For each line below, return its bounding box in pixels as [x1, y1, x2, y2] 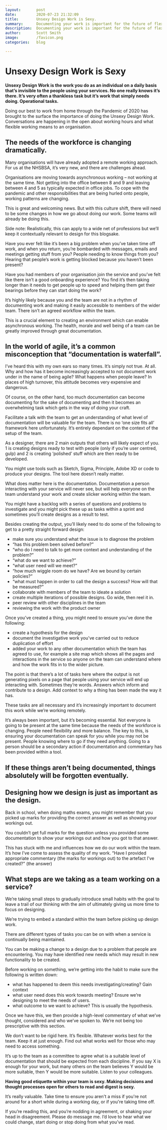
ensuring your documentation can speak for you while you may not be [5, 733, 149, 739]
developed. [5, 456, 28, 462]
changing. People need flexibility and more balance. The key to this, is [5, 728, 149, 734]
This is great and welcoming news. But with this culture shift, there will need [5, 205, 161, 211]
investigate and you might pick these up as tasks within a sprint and [5, 506, 144, 512]
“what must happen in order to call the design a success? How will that [12, 579, 158, 585]
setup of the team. [5, 430, 43, 436]
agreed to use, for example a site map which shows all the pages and [12, 651, 155, 657]
